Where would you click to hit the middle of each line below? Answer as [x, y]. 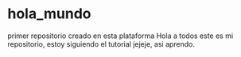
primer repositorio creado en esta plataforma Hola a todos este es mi [120, 36]
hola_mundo [49, 14]
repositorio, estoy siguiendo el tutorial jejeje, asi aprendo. [101, 44]
